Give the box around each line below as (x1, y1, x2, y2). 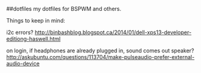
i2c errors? (6, 29, 33, 36)
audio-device (6, 60, 40, 67)
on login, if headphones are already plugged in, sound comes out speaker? (6, 47, 195, 54)
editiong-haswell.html (6, 35, 61, 42)
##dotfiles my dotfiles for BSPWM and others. (6, 5, 122, 12)
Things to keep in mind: (6, 17, 65, 24)
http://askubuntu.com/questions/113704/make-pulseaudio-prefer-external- (6, 54, 195, 60)
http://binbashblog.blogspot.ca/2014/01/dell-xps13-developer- (34, 29, 192, 36)
